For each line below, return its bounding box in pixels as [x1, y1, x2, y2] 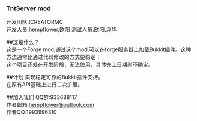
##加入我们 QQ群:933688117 [6, 94, 77, 101]
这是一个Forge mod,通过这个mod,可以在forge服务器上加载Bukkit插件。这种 [6, 46, 192, 53]
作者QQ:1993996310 [6, 108, 57, 116]
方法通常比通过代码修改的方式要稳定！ [6, 54, 101, 61]
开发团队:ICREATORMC [6, 18, 64, 26]
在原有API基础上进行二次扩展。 [6, 81, 83, 88]
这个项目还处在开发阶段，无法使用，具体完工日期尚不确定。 [6, 61, 154, 68]
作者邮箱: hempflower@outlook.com [6, 101, 95, 108]
